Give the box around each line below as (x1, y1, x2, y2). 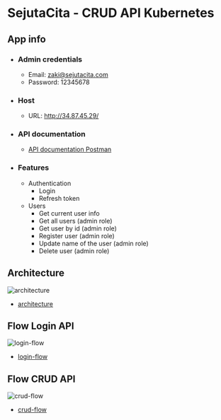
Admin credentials (17, 54, 83, 64)
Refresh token (38, 194, 80, 202)
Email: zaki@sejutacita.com (28, 70, 108, 78)
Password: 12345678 (28, 78, 90, 86)
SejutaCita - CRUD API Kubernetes (7, 5, 215, 21)
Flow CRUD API (7, 373, 76, 385)
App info (7, 33, 46, 45)
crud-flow (17, 405, 47, 414)
